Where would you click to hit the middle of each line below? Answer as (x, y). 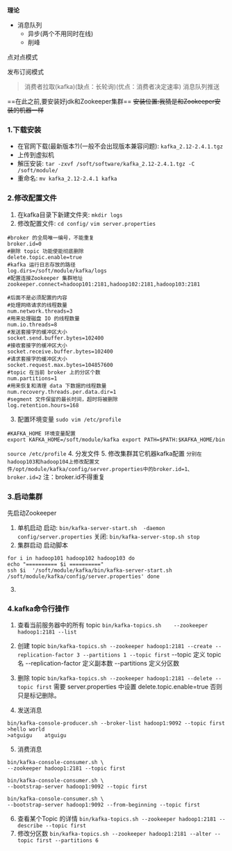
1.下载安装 (24, 129)
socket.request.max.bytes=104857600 (60, 365)
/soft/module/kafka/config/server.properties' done (83, 576)
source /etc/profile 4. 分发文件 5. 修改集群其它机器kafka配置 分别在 (105, 453)
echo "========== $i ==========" (56, 564)
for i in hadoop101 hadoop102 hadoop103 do (71, 558)
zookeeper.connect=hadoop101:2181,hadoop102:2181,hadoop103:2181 (103, 284)
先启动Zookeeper (32, 513)
